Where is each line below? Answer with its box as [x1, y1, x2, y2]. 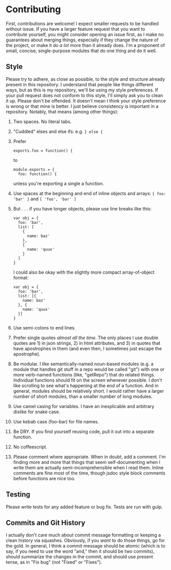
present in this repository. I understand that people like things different [6, 81, 154, 87]
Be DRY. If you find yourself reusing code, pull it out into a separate [13, 428, 154, 435]
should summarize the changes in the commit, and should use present [6, 554, 153, 560]
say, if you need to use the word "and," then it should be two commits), [6, 548, 155, 555]
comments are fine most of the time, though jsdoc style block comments [13, 470, 166, 476]
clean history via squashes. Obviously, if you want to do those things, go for [6, 537, 165, 543]
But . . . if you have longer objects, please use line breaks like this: [13, 205, 152, 211]
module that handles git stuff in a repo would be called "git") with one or [13, 366, 165, 372]
